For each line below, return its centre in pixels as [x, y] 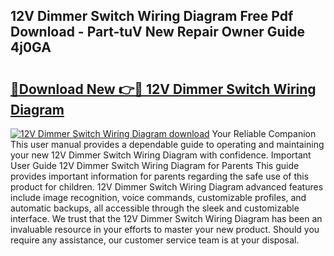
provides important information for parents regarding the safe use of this [160, 176]
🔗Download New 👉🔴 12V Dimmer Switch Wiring [163, 89]
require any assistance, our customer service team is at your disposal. [155, 240]
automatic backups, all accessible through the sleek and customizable [155, 208]
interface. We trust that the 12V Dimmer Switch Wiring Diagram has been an [166, 218]
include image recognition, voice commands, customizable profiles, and [158, 197]
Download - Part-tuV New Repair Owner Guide [158, 32]
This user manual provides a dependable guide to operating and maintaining [167, 144]
